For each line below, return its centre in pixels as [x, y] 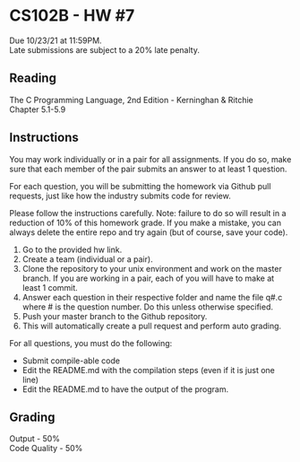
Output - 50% [35, 439]
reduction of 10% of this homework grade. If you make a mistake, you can [146, 222]
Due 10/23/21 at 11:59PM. [56, 40]
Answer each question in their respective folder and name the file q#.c [152, 297]
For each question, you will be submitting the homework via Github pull [140, 186]
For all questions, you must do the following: [91, 343]
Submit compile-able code [71, 361]
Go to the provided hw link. [72, 249]
